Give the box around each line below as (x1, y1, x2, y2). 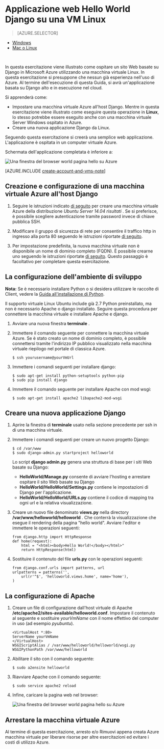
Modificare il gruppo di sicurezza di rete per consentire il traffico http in (12, 228, 156, 234)
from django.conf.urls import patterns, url (12, 566, 105, 571)
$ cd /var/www (12, 446, 41, 451)
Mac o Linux (12, 45, 38, 51)
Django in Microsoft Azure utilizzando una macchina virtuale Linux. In (5, 69, 145, 75)
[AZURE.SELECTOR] (17, 30, 58, 36)
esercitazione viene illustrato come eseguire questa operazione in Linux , (12, 109, 159, 115)
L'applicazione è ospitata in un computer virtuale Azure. (5, 139, 117, 145)
